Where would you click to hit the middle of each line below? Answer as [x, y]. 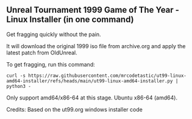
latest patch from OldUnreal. [42, 52]
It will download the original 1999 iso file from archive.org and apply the [96, 46]
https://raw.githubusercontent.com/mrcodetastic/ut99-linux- [108, 76]
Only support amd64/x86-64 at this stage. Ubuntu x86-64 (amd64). [92, 98]
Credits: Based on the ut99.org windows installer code [75, 109]
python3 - [19, 86]
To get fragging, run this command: [51, 64]
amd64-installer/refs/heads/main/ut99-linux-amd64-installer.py [90, 81]
